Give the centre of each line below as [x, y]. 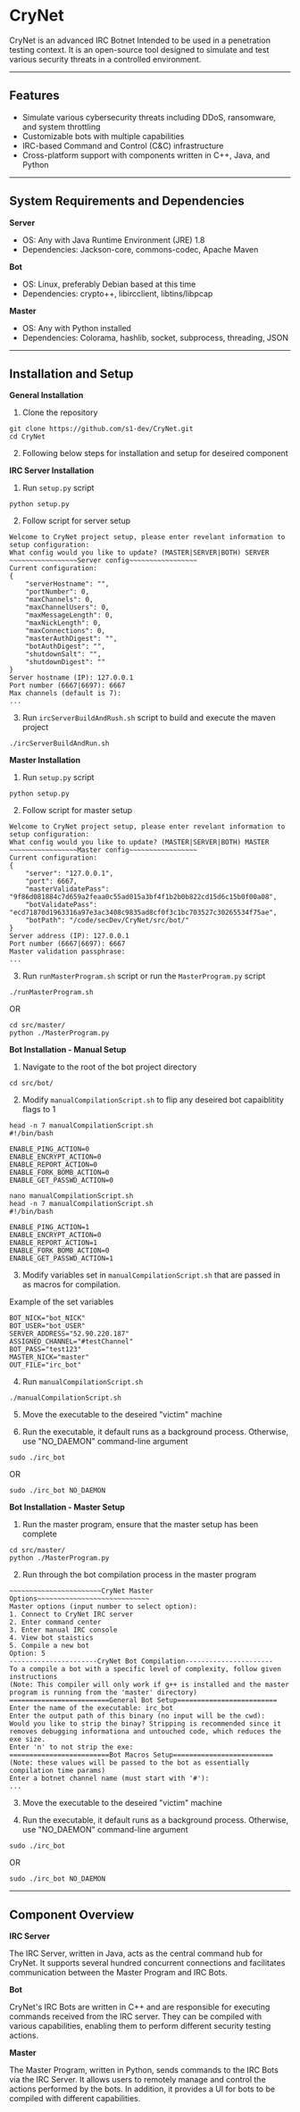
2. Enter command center [55, 1622]
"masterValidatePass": [67, 889]
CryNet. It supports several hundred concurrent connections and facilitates [147, 1963]
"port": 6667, [51, 881]
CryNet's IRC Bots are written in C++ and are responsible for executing [140, 2007]
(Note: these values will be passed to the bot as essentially [129, 1763]
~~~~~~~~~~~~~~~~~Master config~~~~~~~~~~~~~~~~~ [104, 850]
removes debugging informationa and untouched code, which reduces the [145, 1732]
